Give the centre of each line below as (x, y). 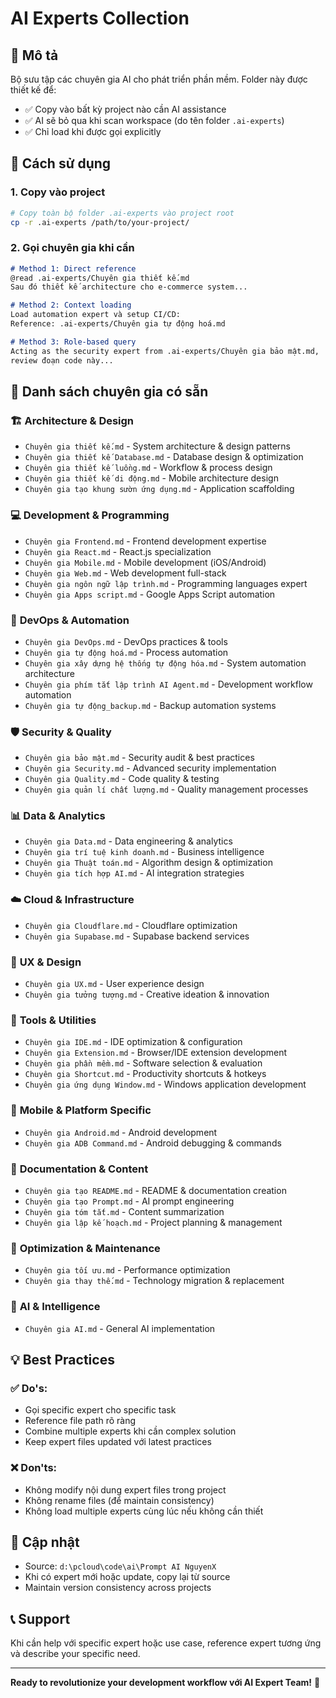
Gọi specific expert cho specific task (100, 1410)
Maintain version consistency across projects (118, 1588)
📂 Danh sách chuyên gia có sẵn (109, 391)
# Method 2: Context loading (71, 305)
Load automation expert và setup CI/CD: (96, 315)
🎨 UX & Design (46, 962)
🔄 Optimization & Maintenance (85, 1248)
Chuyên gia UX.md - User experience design (114, 984)
